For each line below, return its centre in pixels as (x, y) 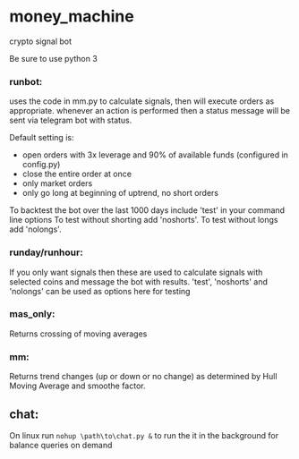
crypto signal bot (41, 41)
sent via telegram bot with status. (71, 120)
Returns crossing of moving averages (78, 334)
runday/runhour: (46, 252)
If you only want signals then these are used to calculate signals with (136, 272)
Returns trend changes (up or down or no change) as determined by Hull (143, 377)
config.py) (41, 165)
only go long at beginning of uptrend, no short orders (120, 193)
